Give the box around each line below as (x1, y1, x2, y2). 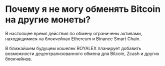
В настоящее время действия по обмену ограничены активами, (5, 30, 142, 36)
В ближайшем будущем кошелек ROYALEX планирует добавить (5, 45, 141, 51)
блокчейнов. (5, 56, 32, 62)
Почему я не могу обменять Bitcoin (5, 3, 161, 15)
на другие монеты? (5, 14, 91, 25)
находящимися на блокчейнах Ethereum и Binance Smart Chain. (5, 36, 141, 42)
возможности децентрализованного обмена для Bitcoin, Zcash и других (5, 51, 159, 57)
